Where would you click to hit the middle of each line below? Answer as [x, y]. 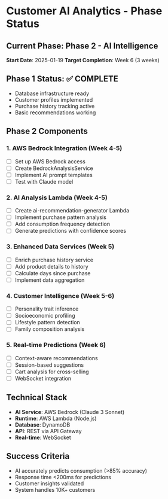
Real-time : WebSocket [43, 437]
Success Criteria [38, 456]
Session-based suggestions [49, 365]
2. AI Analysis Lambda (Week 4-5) [57, 197]
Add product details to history [51, 266]
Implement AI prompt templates [54, 175]
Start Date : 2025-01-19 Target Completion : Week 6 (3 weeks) [83, 60]
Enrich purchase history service [54, 260]
